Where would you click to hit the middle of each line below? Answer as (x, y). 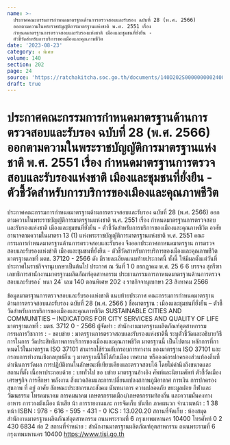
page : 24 (20, 71)
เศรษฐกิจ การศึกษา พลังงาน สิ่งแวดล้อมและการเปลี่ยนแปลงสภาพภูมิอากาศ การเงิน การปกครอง (112, 380)
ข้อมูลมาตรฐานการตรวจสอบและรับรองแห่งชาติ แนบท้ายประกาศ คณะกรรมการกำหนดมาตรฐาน (111, 295)
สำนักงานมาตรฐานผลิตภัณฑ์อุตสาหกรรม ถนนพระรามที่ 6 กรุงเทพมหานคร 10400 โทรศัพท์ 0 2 (115, 419)
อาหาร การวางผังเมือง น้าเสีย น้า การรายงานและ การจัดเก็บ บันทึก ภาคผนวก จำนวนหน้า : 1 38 (113, 403)
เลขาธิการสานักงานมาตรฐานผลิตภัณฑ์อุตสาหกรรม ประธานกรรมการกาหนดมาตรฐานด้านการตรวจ (114, 274)
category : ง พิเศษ (30, 52)
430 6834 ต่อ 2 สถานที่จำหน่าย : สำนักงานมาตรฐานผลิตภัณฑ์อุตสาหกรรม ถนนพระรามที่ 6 (111, 426)
